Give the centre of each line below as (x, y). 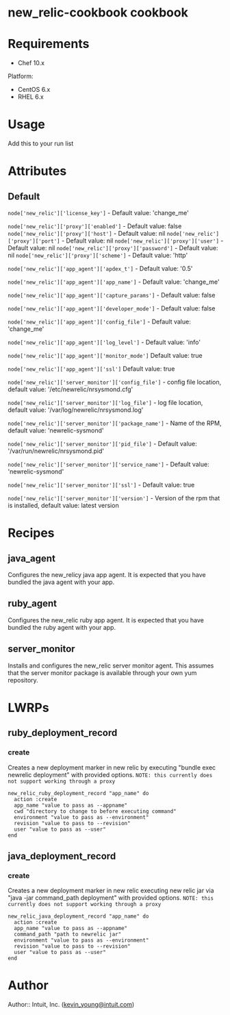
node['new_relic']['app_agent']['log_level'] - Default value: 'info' (104, 342)
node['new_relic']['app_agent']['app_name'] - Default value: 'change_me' (114, 282)
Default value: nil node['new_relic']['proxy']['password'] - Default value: (113, 248)
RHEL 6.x (30, 97)
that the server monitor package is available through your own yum (102, 672)
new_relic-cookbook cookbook (98, 13)
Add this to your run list (41, 144)
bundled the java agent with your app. (61, 582)
